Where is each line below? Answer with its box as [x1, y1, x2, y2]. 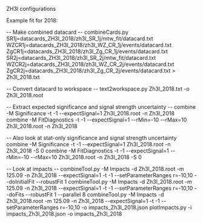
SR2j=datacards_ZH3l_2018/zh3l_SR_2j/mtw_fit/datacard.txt [6, 54, 156, 61]
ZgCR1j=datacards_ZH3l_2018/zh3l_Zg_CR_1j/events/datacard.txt [6, 48, 168, 55]
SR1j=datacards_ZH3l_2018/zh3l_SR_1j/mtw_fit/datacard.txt [6, 35, 153, 42]
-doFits [6, 191, 24, 198]
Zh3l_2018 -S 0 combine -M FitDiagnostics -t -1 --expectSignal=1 [6, 147, 169, 154]
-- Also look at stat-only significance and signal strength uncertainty [6, 134, 177, 141]
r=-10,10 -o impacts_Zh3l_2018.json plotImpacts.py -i [59, 204, 192, 211]
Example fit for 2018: [6, 17, 58, 24]
